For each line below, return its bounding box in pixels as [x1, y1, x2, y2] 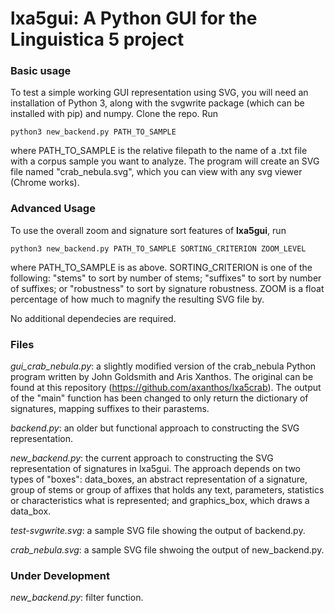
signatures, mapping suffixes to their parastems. [10, 403, 210, 415]
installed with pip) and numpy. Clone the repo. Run [10, 108, 219, 120]
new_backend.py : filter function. [10, 592, 144, 604]
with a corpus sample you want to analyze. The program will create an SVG [10, 155, 320, 167]
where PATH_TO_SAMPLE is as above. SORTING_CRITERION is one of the [10, 261, 313, 273]
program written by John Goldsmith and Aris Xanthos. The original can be [10, 371, 314, 383]
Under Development [10, 569, 110, 582]
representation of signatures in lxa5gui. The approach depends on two [10, 463, 301, 475]
